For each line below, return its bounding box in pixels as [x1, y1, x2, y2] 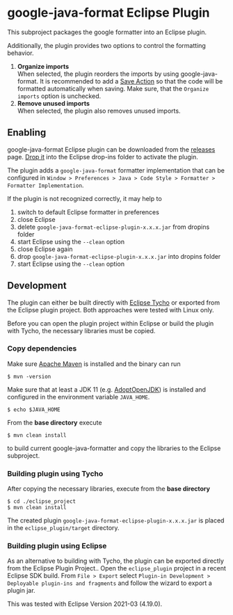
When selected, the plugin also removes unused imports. [17, 106, 181, 115]
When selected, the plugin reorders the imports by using [17, 70, 179, 78]
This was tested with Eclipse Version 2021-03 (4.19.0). [7, 600, 163, 608]
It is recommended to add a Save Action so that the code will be [40, 77, 223, 85]
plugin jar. [7, 586, 36, 595]
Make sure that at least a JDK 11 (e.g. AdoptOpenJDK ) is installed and [7, 385, 207, 394]
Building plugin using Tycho [7, 468, 104, 478]
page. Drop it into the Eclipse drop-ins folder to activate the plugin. [7, 152, 198, 161]
